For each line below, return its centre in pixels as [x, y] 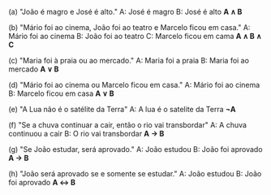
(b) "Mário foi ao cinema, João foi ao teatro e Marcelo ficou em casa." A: [129, 27]
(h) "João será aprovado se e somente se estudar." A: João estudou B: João [135, 173]
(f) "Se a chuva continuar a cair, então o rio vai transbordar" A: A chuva [128, 125]
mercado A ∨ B [34, 69]
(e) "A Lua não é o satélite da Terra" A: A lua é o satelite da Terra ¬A [122, 109]
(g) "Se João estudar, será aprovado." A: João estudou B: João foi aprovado [135, 149]
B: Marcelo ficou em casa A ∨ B [61, 93]
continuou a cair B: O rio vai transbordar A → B [86, 134]
